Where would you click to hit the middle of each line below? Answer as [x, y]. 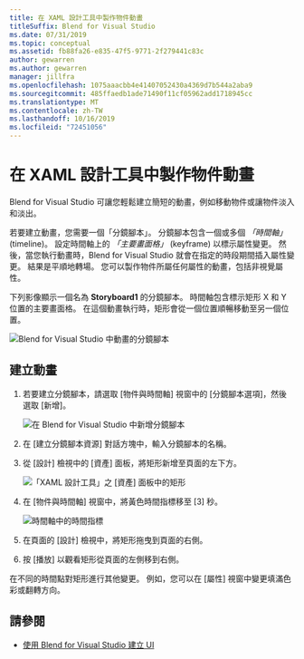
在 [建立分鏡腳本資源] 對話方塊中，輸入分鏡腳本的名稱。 [127, 443]
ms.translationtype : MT [54, 102]
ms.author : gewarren [48, 69]
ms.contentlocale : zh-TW [56, 111]
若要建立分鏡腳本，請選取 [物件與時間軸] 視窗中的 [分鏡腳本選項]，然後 [155, 393]
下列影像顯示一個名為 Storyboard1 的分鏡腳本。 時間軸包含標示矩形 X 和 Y [148, 296]
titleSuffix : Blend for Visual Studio [82, 26]
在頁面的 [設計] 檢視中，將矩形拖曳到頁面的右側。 [115, 539]
